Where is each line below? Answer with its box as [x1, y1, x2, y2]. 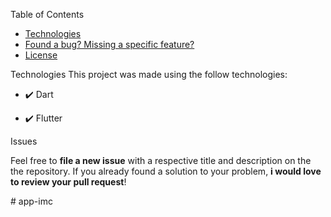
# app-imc [10, 195, 53, 207]
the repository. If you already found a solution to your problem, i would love [10, 165, 322, 177]
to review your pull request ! [10, 176, 127, 188]
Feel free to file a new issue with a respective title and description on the [10, 155, 312, 166]
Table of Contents [10, 9, 85, 20]
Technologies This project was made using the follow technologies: [10, 69, 288, 80]
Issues [10, 135, 38, 147]
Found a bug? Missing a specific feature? [24, 39, 195, 50]
